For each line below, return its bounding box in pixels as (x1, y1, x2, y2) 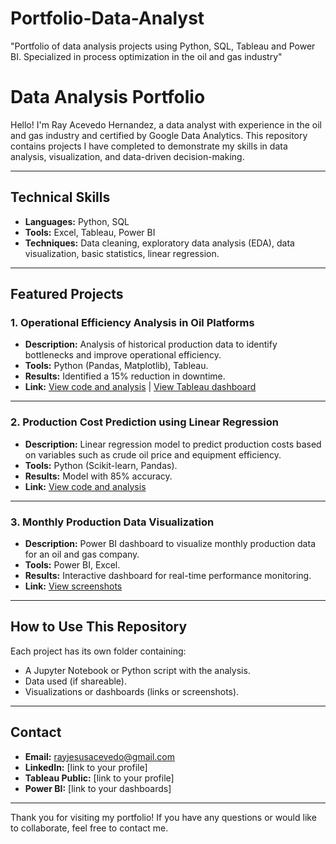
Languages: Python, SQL (24, 215, 130, 227)
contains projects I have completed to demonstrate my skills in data (10, 140, 288, 152)
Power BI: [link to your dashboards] (24, 782, 172, 794)
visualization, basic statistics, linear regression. (24, 247, 220, 259)
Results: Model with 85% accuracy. (24, 470, 173, 482)
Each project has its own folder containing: (10, 645, 187, 657)
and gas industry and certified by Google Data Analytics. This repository (10, 129, 308, 141)
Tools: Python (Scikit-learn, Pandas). (24, 459, 178, 471)
